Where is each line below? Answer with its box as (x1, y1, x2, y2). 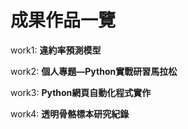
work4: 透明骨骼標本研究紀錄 (10, 107, 130, 120)
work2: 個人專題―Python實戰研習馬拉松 (10, 65, 178, 77)
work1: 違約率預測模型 (10, 44, 102, 56)
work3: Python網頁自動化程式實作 (10, 86, 152, 98)
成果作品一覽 (10, 9, 117, 32)
